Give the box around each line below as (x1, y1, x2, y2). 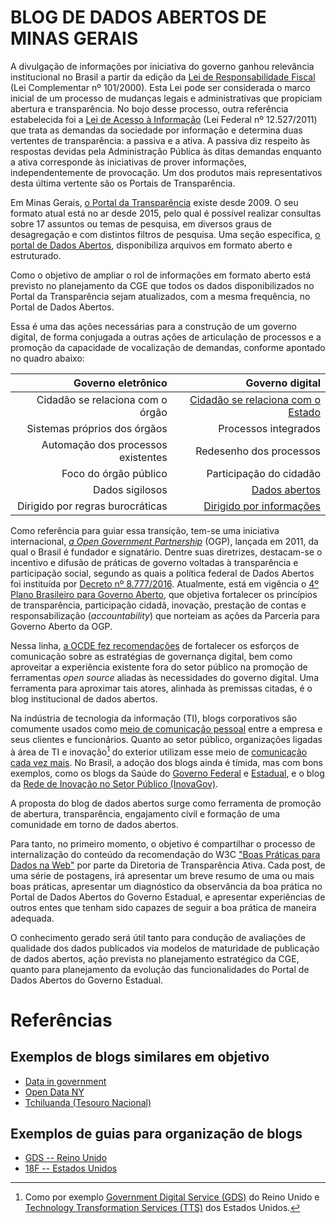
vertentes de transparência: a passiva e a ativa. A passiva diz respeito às (10, 134, 311, 146)
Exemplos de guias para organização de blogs (10, 1125, 303, 1142)
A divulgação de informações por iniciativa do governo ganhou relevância (10, 60, 315, 72)
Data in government (24, 1075, 107, 1087)
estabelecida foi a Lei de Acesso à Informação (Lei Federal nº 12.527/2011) (10, 113, 318, 125)
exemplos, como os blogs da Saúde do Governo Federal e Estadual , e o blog (10, 767, 325, 779)
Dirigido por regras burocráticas (16, 499, 168, 513)
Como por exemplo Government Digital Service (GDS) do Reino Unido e (24, 1191, 320, 1203)
